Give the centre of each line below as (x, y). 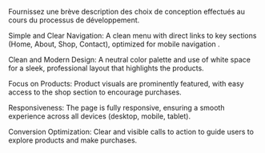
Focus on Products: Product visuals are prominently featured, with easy (126, 84)
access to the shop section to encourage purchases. (95, 92)
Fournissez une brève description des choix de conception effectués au (127, 12)
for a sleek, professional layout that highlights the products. (106, 68)
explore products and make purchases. (73, 140)
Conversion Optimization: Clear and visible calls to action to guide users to (131, 132)
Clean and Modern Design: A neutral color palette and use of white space (129, 60)
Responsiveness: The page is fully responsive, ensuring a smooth (116, 108)
